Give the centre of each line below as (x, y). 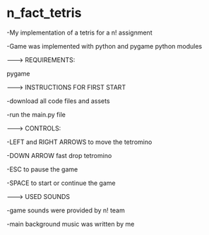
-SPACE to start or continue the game (61, 183)
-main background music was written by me (71, 224)
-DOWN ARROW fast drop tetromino (59, 155)
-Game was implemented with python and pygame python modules (104, 46)
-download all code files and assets (58, 101)
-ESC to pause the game (42, 169)
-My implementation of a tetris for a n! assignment (79, 32)
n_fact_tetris (44, 13)
